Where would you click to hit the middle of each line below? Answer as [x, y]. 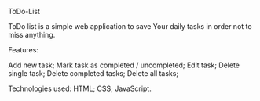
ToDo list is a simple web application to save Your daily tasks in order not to [130, 26]
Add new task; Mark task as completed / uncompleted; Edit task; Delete [124, 65]
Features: [24, 50]
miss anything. [32, 35]
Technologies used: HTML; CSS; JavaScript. [80, 88]
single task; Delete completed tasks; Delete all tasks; [93, 73]
